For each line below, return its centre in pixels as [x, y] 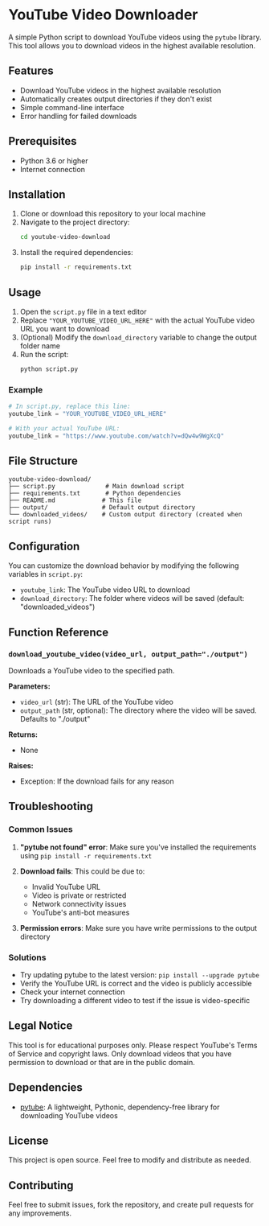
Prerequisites [43, 141]
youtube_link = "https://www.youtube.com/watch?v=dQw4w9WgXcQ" [116, 436]
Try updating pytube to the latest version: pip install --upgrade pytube [139, 974]
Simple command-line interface [72, 107]
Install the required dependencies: [77, 253]
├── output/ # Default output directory [102, 508]
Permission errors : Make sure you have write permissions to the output [139, 928]
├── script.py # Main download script [96, 487]
